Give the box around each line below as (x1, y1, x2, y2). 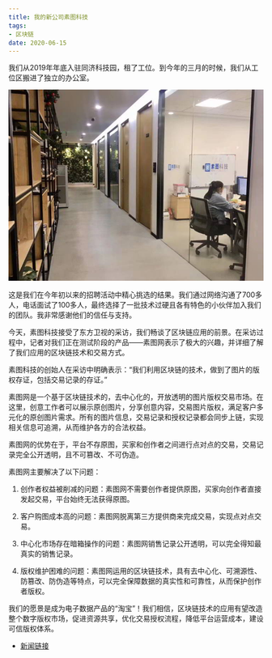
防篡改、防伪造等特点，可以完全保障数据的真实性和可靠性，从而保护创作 (19, 576, 261, 586)
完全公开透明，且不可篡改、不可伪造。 (15, 450, 143, 460)
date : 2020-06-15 (8, 39, 67, 47)
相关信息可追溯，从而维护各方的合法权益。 (8, 422, 151, 432)
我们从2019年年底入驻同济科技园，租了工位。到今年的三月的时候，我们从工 (8, 63, 259, 73)
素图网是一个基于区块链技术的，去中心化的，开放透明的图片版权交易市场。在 (8, 393, 264, 402)
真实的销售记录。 (19, 549, 78, 558)
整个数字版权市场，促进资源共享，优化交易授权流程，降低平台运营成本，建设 (8, 613, 264, 623)
